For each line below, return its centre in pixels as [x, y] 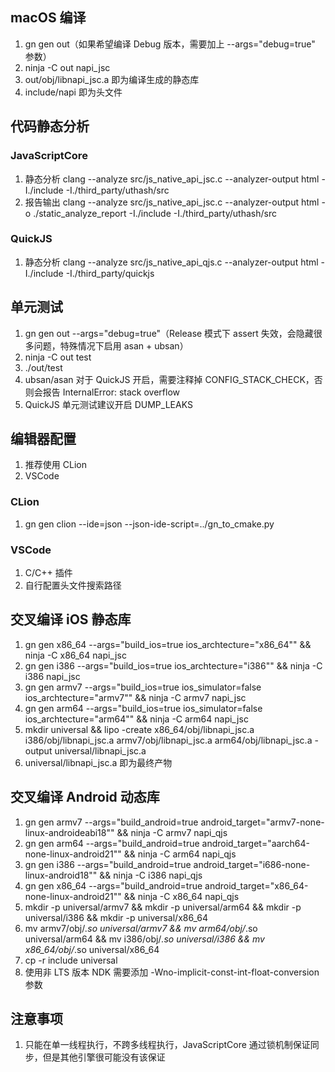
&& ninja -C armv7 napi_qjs [172, 832]
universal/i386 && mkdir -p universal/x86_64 [116, 917]
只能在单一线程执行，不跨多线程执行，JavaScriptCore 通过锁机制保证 [167, 1045]
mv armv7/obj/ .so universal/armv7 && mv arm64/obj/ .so [141, 928]
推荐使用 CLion [55, 465]
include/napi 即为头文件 [73, 92]
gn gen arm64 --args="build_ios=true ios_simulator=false [143, 708]
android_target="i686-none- [252, 864]
